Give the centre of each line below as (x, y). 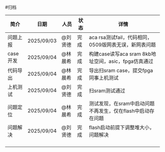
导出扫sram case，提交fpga (121, 70)
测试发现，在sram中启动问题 (122, 103)
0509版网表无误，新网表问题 (123, 45)
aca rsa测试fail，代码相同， (121, 37)
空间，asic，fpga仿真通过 (124, 61)
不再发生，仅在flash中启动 (119, 111)
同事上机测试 (104, 78)
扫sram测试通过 (107, 91)
